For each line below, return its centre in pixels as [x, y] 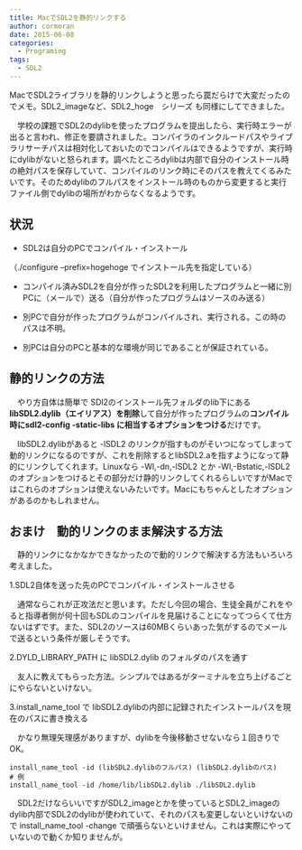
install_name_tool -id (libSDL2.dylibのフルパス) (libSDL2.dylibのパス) [143, 768]
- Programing [42, 51]
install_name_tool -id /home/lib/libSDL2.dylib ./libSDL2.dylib [133, 785]
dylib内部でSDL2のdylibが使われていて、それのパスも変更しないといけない [147, 815]
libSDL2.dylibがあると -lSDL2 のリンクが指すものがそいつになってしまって [155, 444]
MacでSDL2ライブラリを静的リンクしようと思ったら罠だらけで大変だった [146, 95]
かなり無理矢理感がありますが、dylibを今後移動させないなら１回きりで [148, 738]
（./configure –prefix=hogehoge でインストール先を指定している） [133, 266]
